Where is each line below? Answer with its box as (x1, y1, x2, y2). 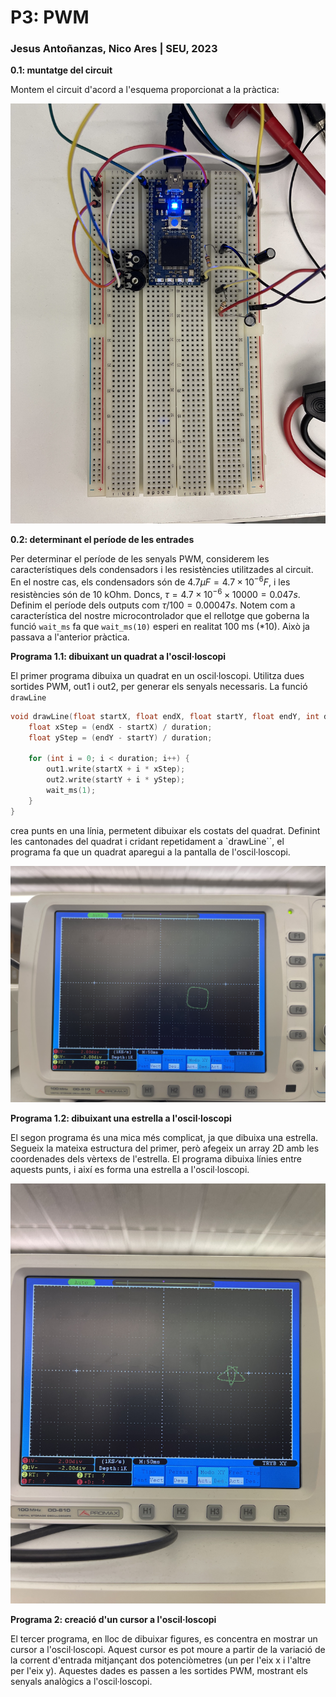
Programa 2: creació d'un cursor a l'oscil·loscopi (10, 1613, 217, 1625)
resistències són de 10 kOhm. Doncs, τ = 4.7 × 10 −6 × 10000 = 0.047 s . (10, 587, 301, 600)
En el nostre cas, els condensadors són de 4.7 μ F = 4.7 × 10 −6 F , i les (10, 574, 291, 588)
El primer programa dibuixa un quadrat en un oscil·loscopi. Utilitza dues (10, 669, 305, 681)
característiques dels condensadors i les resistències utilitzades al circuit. (10, 564, 314, 576)
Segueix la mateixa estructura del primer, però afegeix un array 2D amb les (10, 1142, 320, 1154)
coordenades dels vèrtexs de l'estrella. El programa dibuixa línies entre (10, 1152, 303, 1165)
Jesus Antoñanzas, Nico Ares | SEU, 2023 (10, 42, 218, 56)
